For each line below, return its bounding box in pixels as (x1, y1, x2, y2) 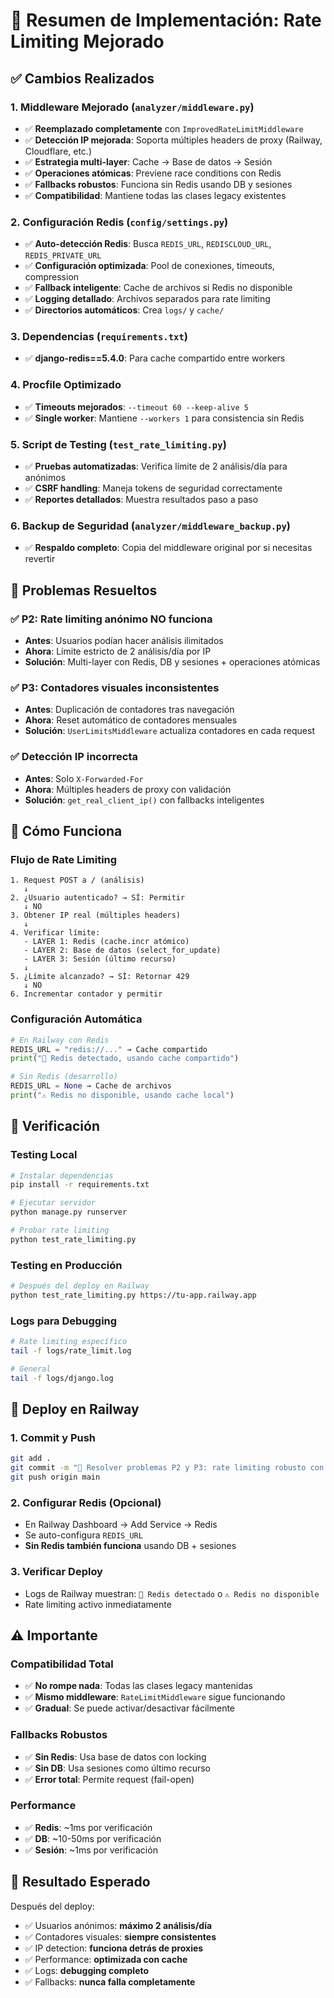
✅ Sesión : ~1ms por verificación (24, 1844, 158, 1856)
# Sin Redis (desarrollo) (10, 1072, 118, 1082)
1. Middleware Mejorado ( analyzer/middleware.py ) (10, 100, 255, 114)
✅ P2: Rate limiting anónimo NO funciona (10, 612, 213, 626)
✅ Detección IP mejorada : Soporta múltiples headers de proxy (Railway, (24, 134, 323, 146)
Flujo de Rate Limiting (10, 852, 118, 866)
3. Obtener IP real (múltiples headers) (10, 910, 182, 921)
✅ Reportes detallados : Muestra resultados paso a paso (24, 494, 259, 506)
